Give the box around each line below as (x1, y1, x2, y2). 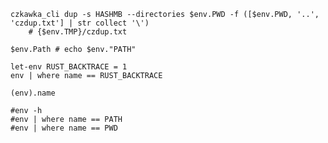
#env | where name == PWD (10, 123, 118, 133)
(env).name (10, 88, 56, 98)
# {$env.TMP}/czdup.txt (28, 27, 128, 37)
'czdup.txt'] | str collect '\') (10, 18, 150, 28)
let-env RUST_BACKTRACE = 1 (10, 62, 128, 72)
